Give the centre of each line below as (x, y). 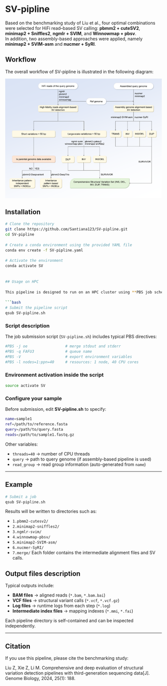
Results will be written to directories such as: (51, 511)
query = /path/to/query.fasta (34, 430)
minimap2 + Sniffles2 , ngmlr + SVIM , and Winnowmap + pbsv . (71, 33)
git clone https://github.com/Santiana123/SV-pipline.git (66, 229)
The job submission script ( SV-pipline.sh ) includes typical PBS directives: (81, 337)
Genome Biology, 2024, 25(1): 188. (40, 679)
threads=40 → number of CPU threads (51, 454)
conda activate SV (24, 266)
